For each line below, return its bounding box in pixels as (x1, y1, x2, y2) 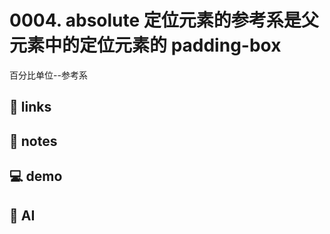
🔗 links (9, 99, 52, 116)
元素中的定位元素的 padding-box (9, 34, 282, 57)
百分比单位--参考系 (9, 69, 88, 81)
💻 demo (9, 168, 63, 185)
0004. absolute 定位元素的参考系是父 (9, 9, 319, 32)
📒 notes (9, 132, 58, 150)
